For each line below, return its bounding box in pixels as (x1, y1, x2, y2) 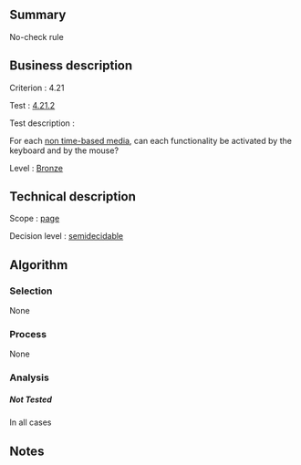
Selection (9, 284, 53, 297)
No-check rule (9, 31, 64, 42)
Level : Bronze (9, 162, 64, 173)
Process (9, 328, 47, 341)
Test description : (9, 118, 76, 129)
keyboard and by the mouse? (9, 145, 119, 156)
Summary (9, 7, 67, 23)
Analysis (9, 371, 50, 384)
